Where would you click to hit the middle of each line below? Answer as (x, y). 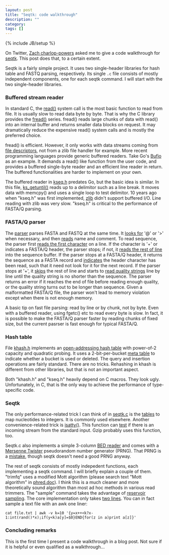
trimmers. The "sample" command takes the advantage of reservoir (75, 493)
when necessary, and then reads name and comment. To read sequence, (81, 238)
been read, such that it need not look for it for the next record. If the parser (83, 265)
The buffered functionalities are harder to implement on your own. (74, 172)
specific (14, 390)
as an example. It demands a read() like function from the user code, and (81, 161)
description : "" (22, 19)
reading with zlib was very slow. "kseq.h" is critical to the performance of (81, 204)
